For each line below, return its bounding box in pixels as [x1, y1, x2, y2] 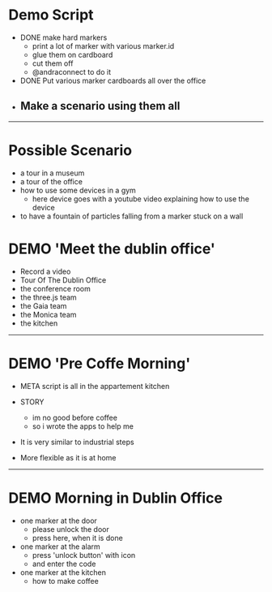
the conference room [19, 283, 91, 293]
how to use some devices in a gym [19, 185, 136, 195]
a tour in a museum [19, 168, 85, 178]
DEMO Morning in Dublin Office [8, 489, 223, 507]
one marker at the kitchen [19, 567, 107, 577]
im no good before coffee [32, 413, 117, 422]
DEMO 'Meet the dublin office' [8, 240, 216, 257]
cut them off [32, 58, 74, 68]
